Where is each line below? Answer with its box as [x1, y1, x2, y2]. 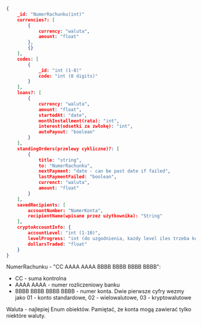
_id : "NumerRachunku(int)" [17, 11, 85, 17]
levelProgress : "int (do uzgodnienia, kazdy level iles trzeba [28, 235, 189, 241]
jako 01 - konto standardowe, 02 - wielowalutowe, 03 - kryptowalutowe [14, 294, 192, 301]
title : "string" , [38, 157, 82, 163]
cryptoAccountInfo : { [17, 224, 71, 230]
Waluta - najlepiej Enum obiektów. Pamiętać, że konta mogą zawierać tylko [6, 306, 192, 313]
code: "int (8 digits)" [38, 73, 98, 79]
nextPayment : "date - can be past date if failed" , [38, 168, 171, 174]
